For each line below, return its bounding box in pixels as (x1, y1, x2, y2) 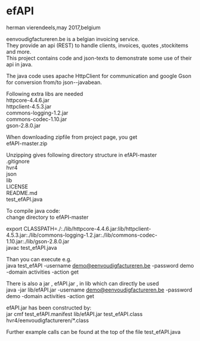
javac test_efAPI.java (6, 244, 57, 251)
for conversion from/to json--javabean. (6, 79, 103, 86)
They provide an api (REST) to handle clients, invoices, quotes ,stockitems (6, 42, 189, 49)
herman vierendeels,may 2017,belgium (6, 24, 101, 31)
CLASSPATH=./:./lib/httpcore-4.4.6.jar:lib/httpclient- (23, 225, 151, 232)
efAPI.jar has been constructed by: (6, 304, 91, 311)
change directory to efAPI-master (6, 213, 89, 221)
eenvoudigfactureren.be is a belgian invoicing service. (6, 35, 140, 42)
